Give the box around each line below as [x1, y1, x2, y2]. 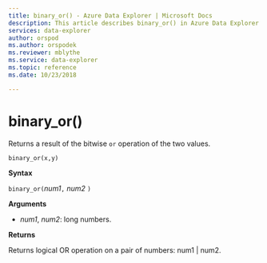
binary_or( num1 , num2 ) [8, 183, 92, 193]
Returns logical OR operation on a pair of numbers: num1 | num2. [8, 245, 221, 255]
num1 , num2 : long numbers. [19, 214, 112, 224]
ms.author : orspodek [8, 41, 78, 49]
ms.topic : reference [8, 64, 78, 72]
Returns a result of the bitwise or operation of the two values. [8, 139, 211, 148]
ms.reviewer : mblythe [8, 49, 81, 57]
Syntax [8, 168, 33, 178]
